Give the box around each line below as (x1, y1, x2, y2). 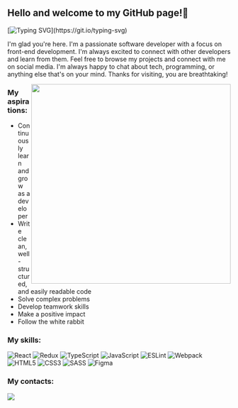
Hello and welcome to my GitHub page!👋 (7, 7, 189, 19)
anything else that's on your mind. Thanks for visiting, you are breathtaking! (7, 70, 228, 78)
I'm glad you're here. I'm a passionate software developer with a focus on (7, 40, 222, 48)
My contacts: (7, 377, 55, 387)
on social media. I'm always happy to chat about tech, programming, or (7, 62, 215, 71)
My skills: (7, 335, 41, 345)
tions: (7, 105, 28, 115)
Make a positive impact (17, 310, 86, 319)
